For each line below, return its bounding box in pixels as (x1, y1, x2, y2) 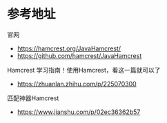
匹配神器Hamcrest (7, 94, 59, 102)
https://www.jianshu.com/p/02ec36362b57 (17, 108, 141, 116)
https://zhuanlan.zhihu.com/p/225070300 (17, 79, 137, 88)
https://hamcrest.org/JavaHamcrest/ (17, 44, 121, 53)
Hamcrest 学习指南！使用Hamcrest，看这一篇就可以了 (7, 66, 161, 74)
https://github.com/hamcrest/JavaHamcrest (17, 51, 142, 59)
